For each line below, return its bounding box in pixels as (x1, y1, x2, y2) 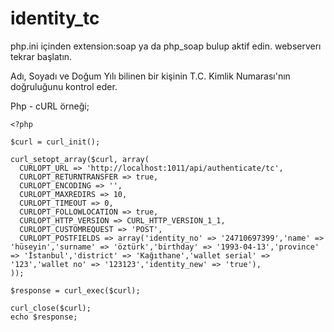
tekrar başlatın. (10, 50, 73, 62)
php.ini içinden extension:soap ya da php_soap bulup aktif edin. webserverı (10, 40, 322, 52)
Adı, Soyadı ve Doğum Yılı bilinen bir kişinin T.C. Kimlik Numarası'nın (10, 70, 291, 82)
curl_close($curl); (10, 303, 92, 313)
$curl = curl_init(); (10, 137, 101, 147)
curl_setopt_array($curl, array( (10, 154, 150, 164)
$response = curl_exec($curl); (10, 285, 141, 296)
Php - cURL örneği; (10, 100, 90, 112)
